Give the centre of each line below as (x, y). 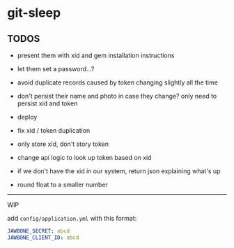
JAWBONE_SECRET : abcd (39, 231)
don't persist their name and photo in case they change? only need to (117, 96)
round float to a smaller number (62, 184)
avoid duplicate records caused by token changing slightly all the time (117, 82)
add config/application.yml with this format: (72, 218)
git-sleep (34, 13)
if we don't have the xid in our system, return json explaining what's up (119, 171)
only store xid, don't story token (63, 144)
